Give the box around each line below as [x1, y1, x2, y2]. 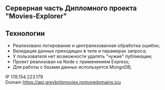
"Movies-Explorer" [5, 12, 67, 21]
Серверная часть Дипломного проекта [5, 4, 137, 13]
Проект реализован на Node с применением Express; [12, 59, 130, 65]
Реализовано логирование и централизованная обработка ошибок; [12, 42, 160, 49]
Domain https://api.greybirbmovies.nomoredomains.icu [5, 79, 121, 85]
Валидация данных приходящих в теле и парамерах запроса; [12, 48, 147, 54]
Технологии [5, 29, 45, 37]
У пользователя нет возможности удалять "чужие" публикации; [12, 53, 153, 60]
